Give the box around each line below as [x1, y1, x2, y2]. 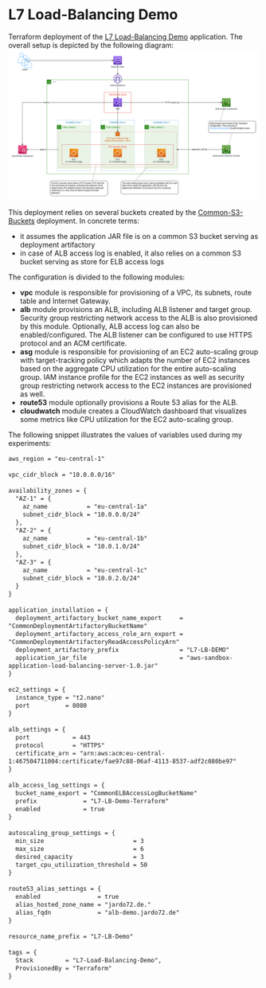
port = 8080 [15, 702, 88, 710]
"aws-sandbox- [186, 654, 233, 662]
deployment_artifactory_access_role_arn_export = [15, 631, 183, 638]
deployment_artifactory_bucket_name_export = [15, 615, 183, 623]
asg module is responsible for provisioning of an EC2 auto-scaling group [19, 347, 259, 357]
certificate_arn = [15, 750, 77, 758]
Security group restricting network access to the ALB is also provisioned [19, 313, 258, 323]
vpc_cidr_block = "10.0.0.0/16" [8, 471, 115, 479]
